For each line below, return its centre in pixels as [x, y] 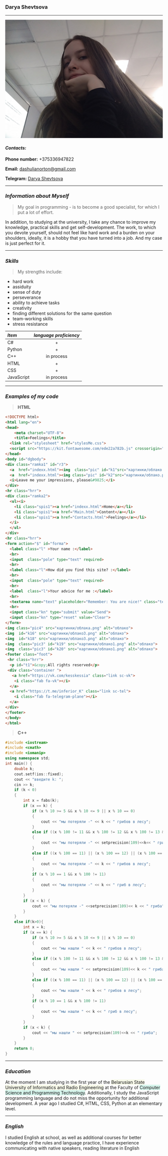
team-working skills [33, 319]
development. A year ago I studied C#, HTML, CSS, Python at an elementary [84, 1103]
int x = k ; [34, 927]
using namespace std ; [28, 758]
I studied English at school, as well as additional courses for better [73, 1137]
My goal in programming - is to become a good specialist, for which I [88, 207]
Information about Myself [37, 196]
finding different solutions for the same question [62, 313]
